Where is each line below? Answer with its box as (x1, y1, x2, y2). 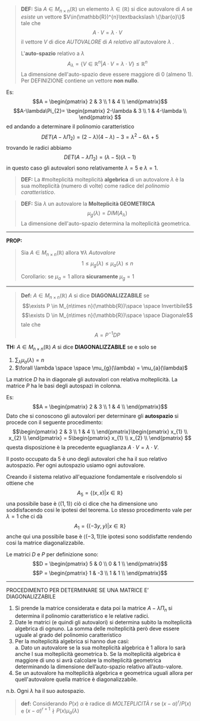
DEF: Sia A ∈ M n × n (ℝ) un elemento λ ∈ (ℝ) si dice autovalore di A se (20, 5, 193, 14)
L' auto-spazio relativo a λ (20, 50, 85, 57)
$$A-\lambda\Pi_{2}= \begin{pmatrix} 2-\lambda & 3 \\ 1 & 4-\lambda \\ (13, 107, 187, 115)
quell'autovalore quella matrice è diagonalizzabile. (14, 676, 138, 683)
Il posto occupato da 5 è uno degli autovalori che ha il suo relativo (6, 455, 168, 462)
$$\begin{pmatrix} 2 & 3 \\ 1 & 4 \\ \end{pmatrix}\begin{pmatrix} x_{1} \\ (12, 428, 188, 435)
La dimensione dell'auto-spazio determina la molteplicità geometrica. (20, 220, 191, 227)
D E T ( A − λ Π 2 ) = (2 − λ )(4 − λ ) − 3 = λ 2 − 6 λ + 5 (41, 133, 159, 142)
